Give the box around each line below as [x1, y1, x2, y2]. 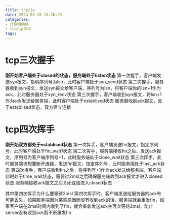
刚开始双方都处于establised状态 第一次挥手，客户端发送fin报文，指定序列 [5, 141, 158, 147]
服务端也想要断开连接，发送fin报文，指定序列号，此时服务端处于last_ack [9, 161, 160, 167]
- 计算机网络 [5, 21, 29, 27]
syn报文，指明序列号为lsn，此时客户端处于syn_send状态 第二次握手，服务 [9, 78, 164, 84]
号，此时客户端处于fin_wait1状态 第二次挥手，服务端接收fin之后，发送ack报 [5, 148, 161, 154]
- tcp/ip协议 [5, 26, 31, 32]
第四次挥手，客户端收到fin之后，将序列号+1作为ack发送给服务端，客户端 [11, 167, 162, 173]
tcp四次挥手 [5, 124, 55, 135]
